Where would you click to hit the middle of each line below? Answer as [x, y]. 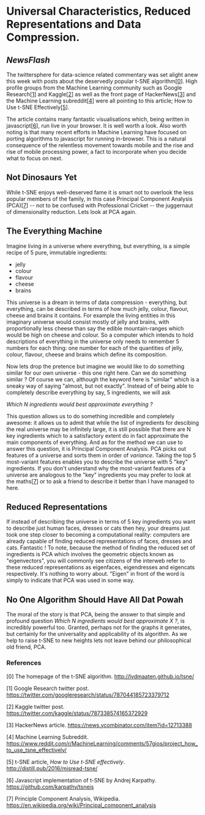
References [24, 663]
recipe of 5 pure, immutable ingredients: [57, 252]
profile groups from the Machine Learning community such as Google [94, 88]
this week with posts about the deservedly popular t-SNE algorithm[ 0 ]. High [102, 81]
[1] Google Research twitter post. [48, 688]
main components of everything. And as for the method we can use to [95, 442]
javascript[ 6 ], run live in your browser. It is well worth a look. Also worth [96, 126]
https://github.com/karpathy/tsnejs [50, 787]
